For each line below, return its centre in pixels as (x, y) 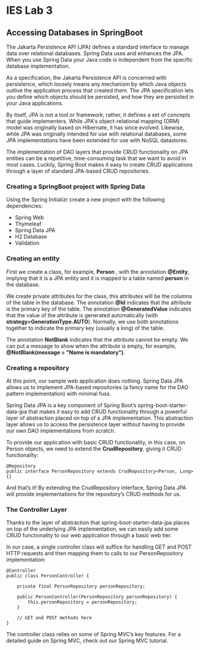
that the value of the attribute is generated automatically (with (82, 315)
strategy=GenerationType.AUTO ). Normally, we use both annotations (93, 321)
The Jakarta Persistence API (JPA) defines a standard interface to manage (98, 47)
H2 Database (31, 237)
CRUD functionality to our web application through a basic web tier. (89, 535)
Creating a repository (38, 368)
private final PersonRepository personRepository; (81, 586)
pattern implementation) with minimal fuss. (59, 393)
